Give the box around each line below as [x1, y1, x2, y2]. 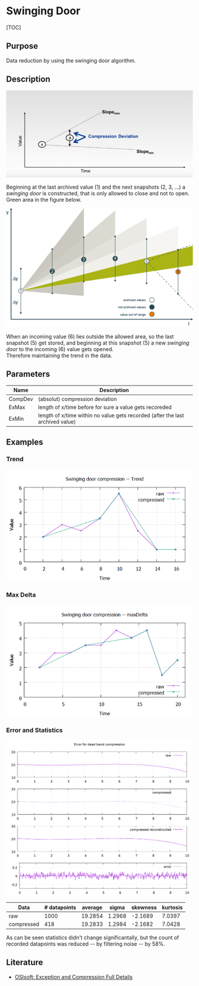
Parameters [6, 369, 50, 379]
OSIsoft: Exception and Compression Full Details [14, 973, 133, 980]
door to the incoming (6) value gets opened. [6, 345, 114, 352]
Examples [6, 437, 43, 447]
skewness [131, 903, 157, 911]
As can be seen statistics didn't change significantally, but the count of [6, 934, 179, 941]
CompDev [8, 395, 34, 402]
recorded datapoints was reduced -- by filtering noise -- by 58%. [6, 940, 166, 947]
